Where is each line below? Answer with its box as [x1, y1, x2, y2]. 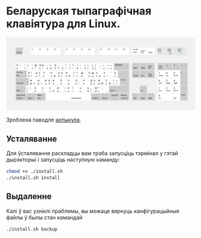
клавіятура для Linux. [6, 17, 121, 31]
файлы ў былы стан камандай [6, 213, 83, 221]
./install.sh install [6, 175, 61, 181]
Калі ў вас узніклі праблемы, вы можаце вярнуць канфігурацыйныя [6, 207, 180, 215]
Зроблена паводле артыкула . [6, 116, 82, 124]
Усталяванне [6, 133, 57, 144]
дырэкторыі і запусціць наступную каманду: [6, 156, 120, 163]
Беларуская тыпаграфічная [6, 4, 152, 18]
